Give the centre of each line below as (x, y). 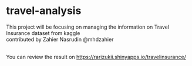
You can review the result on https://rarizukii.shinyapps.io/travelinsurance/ (96, 57)
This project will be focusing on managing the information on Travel (87, 27)
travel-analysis (44, 11)
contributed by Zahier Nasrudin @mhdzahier (60, 39)
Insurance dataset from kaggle (43, 33)
